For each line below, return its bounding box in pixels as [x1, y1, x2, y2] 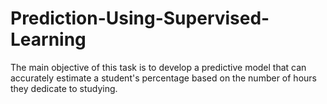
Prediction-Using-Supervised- [10, 7, 270, 30]
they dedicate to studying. [10, 82, 118, 94]
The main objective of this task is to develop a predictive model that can [10, 61, 307, 73]
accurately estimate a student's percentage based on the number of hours [10, 72, 317, 84]
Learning [10, 28, 87, 51]
